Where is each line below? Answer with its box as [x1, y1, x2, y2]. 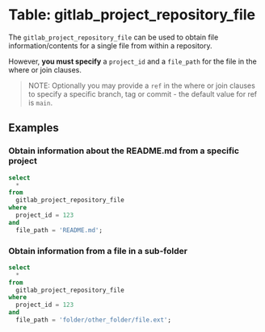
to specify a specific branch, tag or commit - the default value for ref [27, 89, 258, 98]
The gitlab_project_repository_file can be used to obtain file [8, 32, 219, 42]
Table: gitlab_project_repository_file [8, 6, 256, 24]
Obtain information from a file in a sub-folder [8, 245, 188, 256]
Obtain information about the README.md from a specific [8, 145, 240, 156]
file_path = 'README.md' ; [15, 226, 103, 234]
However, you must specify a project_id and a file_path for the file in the [8, 56, 257, 66]
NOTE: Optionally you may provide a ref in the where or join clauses [27, 81, 256, 90]
